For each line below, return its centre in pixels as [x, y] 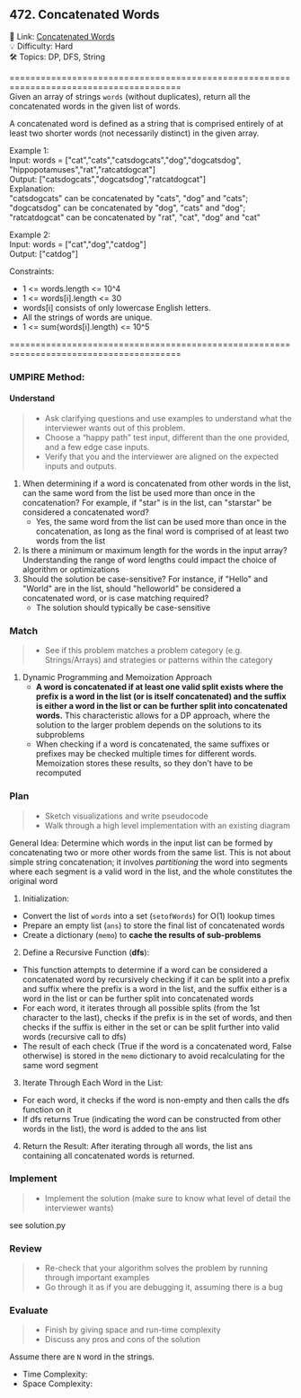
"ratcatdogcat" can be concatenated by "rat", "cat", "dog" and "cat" [135, 217]
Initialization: [46, 898]
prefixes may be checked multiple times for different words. [146, 754]
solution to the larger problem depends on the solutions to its [149, 725]
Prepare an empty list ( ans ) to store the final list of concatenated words [154, 925]
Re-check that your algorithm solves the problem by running [156, 1268]
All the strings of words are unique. [87, 317]
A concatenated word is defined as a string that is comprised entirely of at [146, 123]
